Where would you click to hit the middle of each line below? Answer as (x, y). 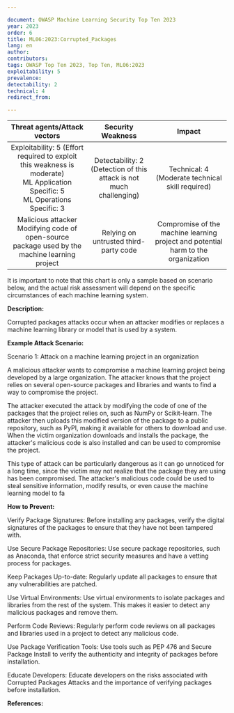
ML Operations (47, 200)
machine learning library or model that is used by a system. (92, 330)
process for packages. (39, 563)
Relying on (119, 233)
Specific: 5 (47, 191)
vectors (47, 136)
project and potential (189, 242)
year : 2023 (23, 26)
